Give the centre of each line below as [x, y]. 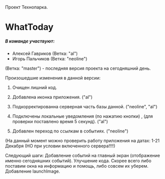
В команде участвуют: [30, 41]
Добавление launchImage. [33, 171]
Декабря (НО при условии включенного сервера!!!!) [60, 146]
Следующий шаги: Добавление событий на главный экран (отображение [83, 156]
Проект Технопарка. [26, 7]
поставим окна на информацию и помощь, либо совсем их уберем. [77, 166]
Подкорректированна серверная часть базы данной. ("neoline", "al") [85, 107]
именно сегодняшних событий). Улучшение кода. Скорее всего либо [78, 161]
